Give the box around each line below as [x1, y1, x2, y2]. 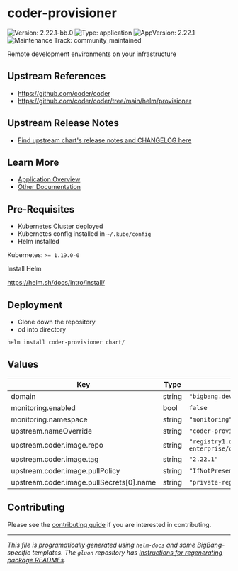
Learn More [7, 156, 59, 168]
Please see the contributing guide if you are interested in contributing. [7, 520, 212, 528]
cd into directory [17, 325, 67, 334]
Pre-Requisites [7, 203, 75, 215]
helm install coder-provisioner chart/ [7, 339, 125, 346]
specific [7, 548, 31, 557]
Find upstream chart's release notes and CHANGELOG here [17, 136, 192, 145]
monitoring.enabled [11, 402, 76, 412]
